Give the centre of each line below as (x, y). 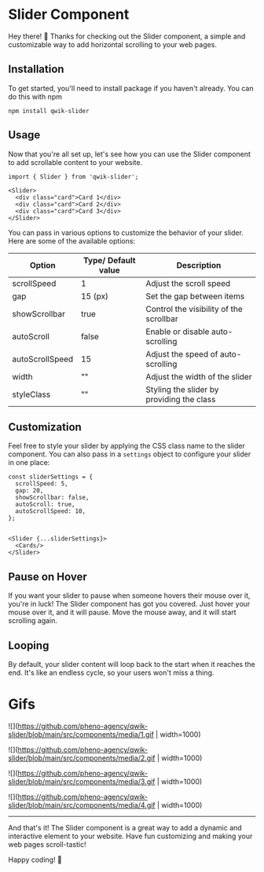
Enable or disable (178, 332)
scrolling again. (33, 621)
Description (199, 265)
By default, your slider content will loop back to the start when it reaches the (132, 664)
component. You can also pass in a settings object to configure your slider (130, 454)
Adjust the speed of (182, 354)
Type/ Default (109, 260)
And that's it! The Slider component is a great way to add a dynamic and (125, 827)
